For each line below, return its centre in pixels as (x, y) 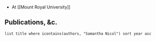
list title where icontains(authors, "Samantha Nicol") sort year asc (78, 34)
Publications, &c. (31, 22)
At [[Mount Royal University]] (41, 7)
